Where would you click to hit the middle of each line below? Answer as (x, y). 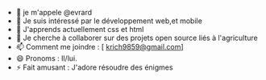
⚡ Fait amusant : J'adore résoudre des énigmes (94, 67)
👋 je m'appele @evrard (54, 12)
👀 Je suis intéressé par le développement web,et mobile (109, 21)
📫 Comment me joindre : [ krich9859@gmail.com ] (100, 47)
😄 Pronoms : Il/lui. (47, 58)
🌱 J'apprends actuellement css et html (80, 29)
